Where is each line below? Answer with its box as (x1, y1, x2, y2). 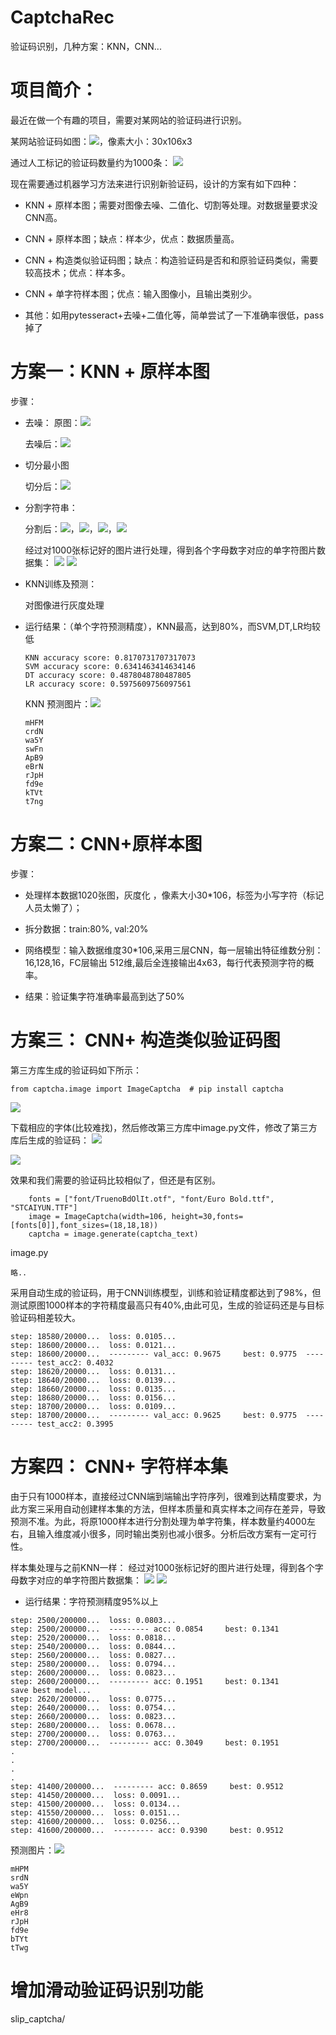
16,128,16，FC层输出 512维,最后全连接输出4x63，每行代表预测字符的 (24, 956, 306, 968)
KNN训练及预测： (24, 577, 98, 590)
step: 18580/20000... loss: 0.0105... (10, 1331, 177, 1341)
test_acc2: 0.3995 (36, 1419, 114, 1429)
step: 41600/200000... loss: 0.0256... (10, 1816, 182, 1826)
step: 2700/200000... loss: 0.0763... (10, 1729, 177, 1739)
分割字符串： (24, 501, 78, 513)
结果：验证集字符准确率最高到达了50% (24, 990, 185, 1002)
